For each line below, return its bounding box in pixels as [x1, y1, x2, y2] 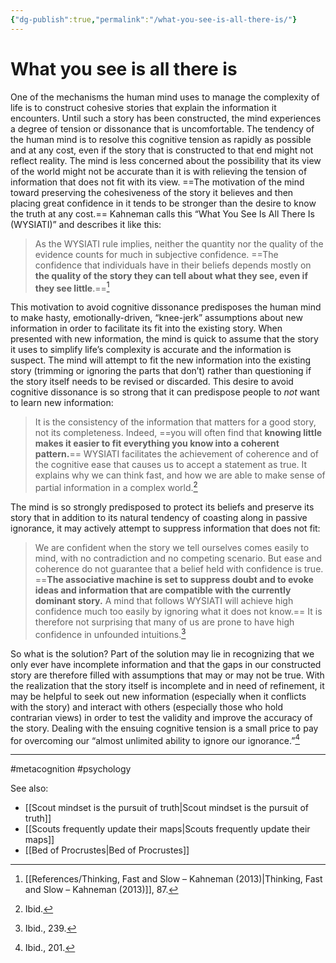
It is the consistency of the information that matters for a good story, [34, 416, 317, 428]
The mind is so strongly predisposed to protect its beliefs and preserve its [10, 501, 315, 513]
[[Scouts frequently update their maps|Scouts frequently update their [24, 823, 311, 835]
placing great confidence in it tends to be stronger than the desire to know [10, 197, 317, 209]
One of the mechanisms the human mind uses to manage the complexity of [10, 91, 320, 103]
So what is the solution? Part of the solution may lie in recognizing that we [10, 647, 315, 660]
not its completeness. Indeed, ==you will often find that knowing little [34, 427, 323, 439]
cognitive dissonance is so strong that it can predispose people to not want [10, 386, 320, 398]
